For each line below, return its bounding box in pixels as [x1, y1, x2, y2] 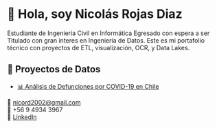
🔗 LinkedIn [7, 113, 37, 121]
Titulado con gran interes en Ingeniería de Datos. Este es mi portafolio [7, 36, 205, 44]
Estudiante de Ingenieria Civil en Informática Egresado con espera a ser [7, 29, 210, 37]
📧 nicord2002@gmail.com [7, 98, 81, 106]
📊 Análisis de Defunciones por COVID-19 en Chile [16, 82, 159, 90]
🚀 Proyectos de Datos [7, 63, 101, 75]
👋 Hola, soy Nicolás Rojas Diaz [7, 6, 183, 22]
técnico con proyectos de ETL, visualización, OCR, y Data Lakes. [7, 43, 190, 52]
